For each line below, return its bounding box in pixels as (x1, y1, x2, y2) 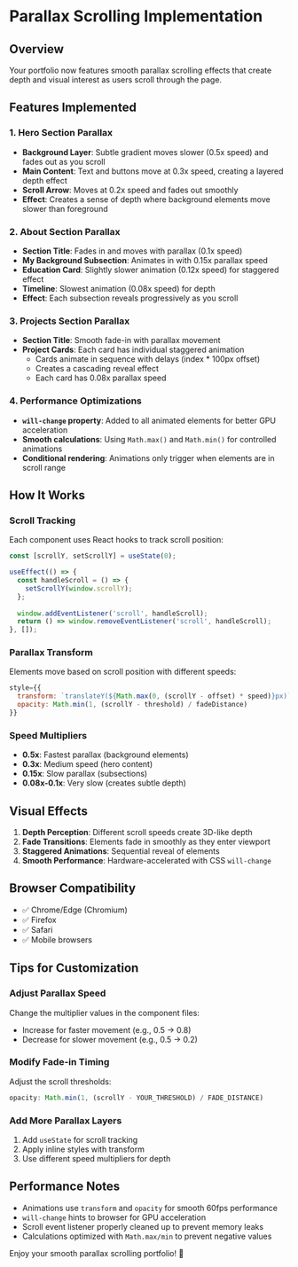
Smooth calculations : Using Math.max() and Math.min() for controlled (21, 434, 277, 444)
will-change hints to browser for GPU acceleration (21, 1212, 207, 1223)
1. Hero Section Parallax (9, 127, 114, 139)
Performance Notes (9, 1179, 121, 1194)
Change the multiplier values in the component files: (9, 1007, 200, 1018)
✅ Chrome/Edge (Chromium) (21, 904, 129, 915)
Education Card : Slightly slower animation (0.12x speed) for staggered (21, 264, 279, 275)
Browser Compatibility (9, 880, 136, 896)
